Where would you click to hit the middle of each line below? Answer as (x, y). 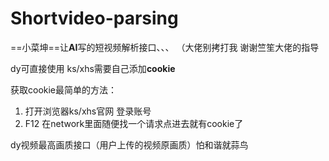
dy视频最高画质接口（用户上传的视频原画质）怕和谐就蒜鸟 (129, 144)
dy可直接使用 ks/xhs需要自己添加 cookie (93, 68)
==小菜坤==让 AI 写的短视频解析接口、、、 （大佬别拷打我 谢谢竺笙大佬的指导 (165, 47)
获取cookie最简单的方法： (64, 89)
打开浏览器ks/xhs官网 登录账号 (88, 111)
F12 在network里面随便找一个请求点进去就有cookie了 (134, 123)
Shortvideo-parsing (94, 18)
